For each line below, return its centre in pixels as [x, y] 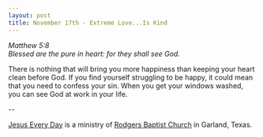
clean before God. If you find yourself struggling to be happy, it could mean [131, 77]
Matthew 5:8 [29, 45]
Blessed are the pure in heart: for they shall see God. [94, 54]
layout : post [30, 15]
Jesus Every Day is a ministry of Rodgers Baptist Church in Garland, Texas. [130, 124]
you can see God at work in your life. [68, 94]
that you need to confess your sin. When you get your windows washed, [126, 85]
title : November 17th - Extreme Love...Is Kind [88, 23]
